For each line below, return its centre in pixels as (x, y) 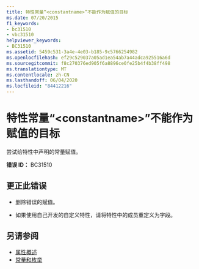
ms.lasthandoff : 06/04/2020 (42, 80)
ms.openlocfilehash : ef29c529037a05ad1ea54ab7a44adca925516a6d (89, 58)
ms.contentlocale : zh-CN (38, 75)
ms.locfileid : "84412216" (39, 86)
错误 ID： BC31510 (29, 165)
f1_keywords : (23, 23)
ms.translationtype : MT (37, 69)
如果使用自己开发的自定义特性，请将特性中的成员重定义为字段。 (95, 214)
